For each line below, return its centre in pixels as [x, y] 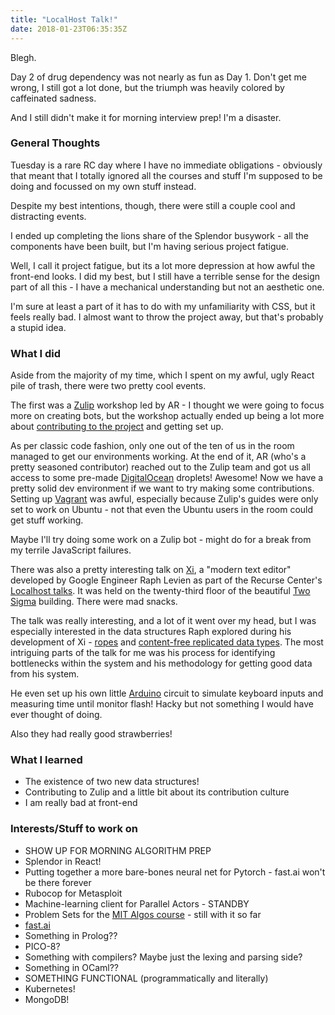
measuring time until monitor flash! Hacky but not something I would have [162, 704]
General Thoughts [55, 143]
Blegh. [23, 57]
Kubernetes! [50, 988]
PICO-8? [42, 946]
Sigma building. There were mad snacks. [94, 602]
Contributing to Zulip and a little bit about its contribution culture [157, 792]
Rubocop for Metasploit [73, 893]
